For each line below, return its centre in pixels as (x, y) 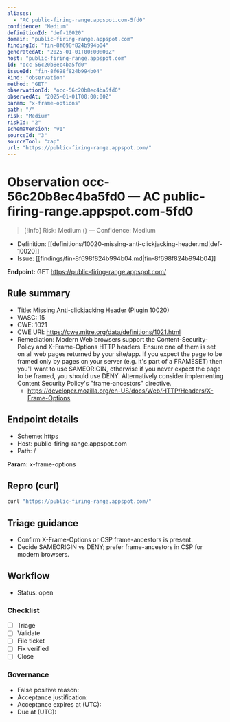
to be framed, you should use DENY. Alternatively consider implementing (120, 375)
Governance (28, 674)
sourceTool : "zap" (33, 142)
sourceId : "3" (27, 135)
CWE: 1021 (32, 324)
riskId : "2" (24, 122)
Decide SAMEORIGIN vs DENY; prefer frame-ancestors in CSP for (110, 547)
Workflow (28, 576)
